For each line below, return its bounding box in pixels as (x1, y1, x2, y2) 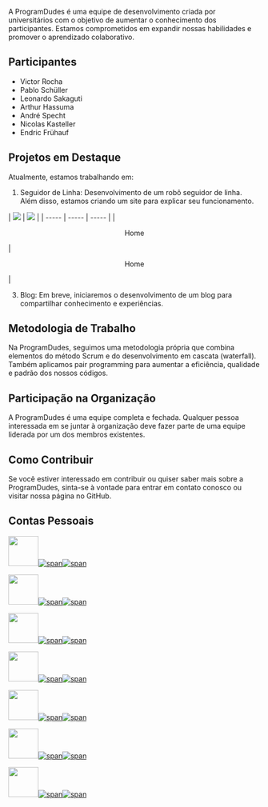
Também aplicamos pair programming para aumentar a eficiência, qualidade (8, 360, 260, 370)
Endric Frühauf (19, 127, 70, 137)
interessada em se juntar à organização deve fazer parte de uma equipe (8, 421, 246, 431)
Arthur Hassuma (19, 102, 74, 111)
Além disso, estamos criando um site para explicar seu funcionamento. (19, 196, 254, 206)
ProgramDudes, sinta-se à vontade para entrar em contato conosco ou (8, 483, 242, 493)
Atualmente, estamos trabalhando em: (8, 172, 134, 182)
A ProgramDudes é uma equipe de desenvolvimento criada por (8, 7, 216, 16)
